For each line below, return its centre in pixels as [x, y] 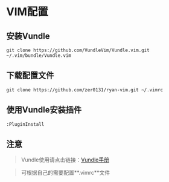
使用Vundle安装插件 [44, 110]
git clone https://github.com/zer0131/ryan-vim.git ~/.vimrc [85, 90]
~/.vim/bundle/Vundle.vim [39, 56]
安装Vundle [28, 36]
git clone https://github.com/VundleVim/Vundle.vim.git [78, 50]
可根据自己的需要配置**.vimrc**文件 [65, 173]
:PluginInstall [25, 124]
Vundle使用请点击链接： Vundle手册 [65, 160]
